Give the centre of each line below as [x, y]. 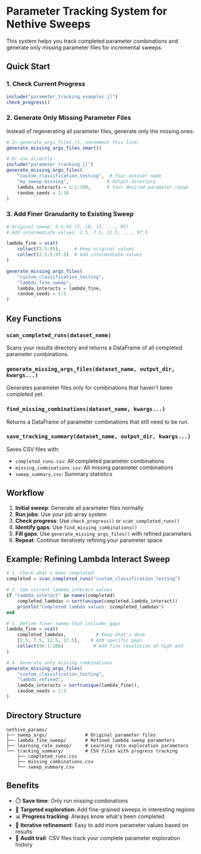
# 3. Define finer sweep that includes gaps [63, 623]
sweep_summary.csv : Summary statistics [64, 474]
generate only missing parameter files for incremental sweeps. [84, 47]
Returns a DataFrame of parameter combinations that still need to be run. [98, 422]
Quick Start [28, 67]
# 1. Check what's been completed [50, 573]
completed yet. [25, 394]
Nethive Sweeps [49, 24]
